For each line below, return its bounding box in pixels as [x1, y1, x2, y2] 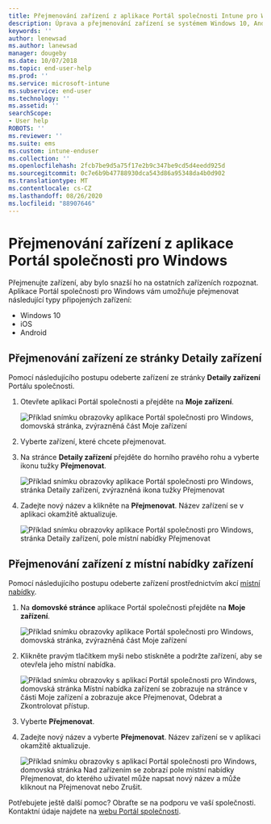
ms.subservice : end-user [8, 86, 92, 95]
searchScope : [8, 110, 52, 118]
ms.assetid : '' [8, 102, 60, 110]
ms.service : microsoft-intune [8, 79, 110, 87]
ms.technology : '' [8, 94, 70, 102]
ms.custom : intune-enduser [8, 147, 99, 155]
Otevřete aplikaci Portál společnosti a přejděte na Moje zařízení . [19, 397, 234, 407]
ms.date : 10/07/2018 [8, 57, 78, 65]
